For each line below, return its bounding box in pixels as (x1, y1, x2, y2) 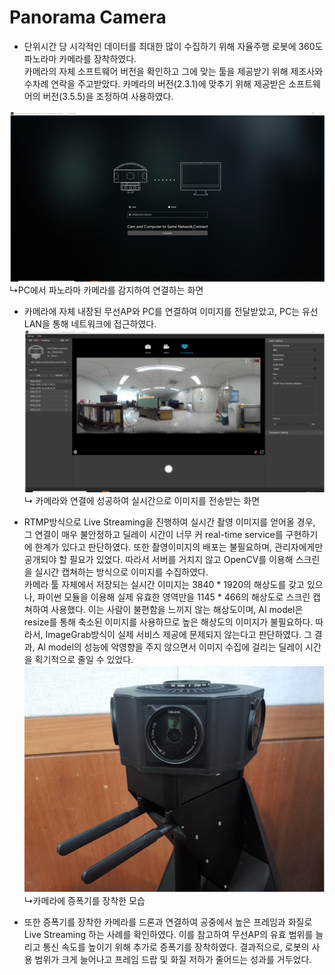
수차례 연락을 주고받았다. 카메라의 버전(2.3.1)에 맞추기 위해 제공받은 (23, 77, 287, 90)
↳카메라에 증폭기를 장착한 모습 (23, 894, 146, 906)
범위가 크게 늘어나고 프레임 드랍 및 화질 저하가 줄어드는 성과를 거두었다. (34, 953, 312, 965)
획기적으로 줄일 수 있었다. (34, 653, 134, 665)
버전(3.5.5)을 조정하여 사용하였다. (42, 90, 174, 102)
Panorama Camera (9, 6, 167, 29)
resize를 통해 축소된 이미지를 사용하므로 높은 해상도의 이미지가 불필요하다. (23, 616, 314, 628)
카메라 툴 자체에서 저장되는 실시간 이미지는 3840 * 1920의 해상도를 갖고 (23, 578, 305, 590)
